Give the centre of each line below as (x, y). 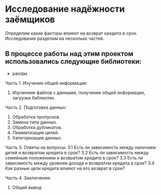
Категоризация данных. (37, 138)
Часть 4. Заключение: (28, 178)
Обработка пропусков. (36, 117)
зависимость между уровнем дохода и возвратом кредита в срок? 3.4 (80, 163)
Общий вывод (27, 187)
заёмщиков (30, 19)
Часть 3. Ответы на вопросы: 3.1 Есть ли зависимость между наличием (80, 147)
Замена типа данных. (35, 122)
